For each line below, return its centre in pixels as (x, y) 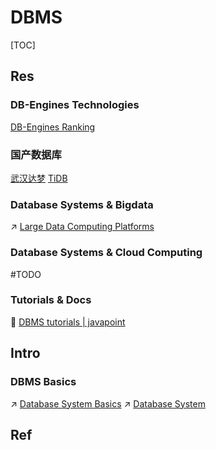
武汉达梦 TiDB (39, 178)
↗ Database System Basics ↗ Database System (108, 403)
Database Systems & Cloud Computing (106, 253)
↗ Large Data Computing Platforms (82, 227)
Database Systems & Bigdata (82, 204)
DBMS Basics (43, 382)
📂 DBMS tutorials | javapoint (68, 322)
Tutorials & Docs (51, 300)
